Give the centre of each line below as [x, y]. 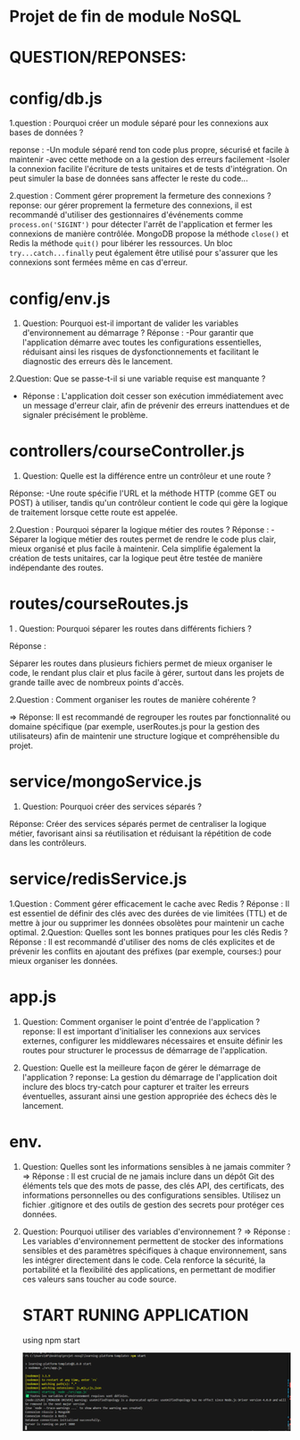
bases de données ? [46, 132]
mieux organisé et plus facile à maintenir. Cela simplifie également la [135, 549]
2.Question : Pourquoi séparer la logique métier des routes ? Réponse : [139, 530]
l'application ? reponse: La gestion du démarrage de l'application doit [150, 1077]
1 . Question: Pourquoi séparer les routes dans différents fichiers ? [130, 629]
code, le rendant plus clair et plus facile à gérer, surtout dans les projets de [147, 673]
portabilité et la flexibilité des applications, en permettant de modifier [149, 1269]
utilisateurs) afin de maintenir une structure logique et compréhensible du [144, 737]
